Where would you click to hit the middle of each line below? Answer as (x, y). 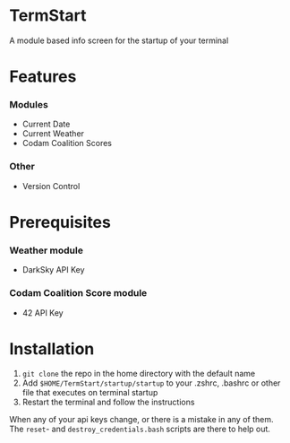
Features (43, 77)
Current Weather (53, 134)
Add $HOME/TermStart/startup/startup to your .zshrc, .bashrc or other (151, 383)
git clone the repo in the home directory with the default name (139, 374)
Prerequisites (60, 222)
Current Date (46, 124)
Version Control (51, 186)
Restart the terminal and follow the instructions (108, 402)
